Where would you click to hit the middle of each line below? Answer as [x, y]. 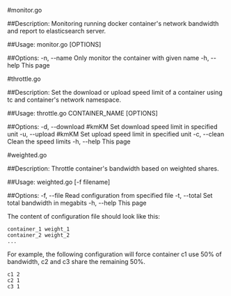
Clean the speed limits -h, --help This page [69, 141]
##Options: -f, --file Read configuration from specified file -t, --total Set [110, 195]
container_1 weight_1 [39, 229]
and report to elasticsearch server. [57, 31]
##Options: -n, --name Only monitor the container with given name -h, [108, 58]
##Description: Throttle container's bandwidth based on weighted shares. [113, 169]
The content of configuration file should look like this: [83, 216]
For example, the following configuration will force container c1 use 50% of [114, 254]
